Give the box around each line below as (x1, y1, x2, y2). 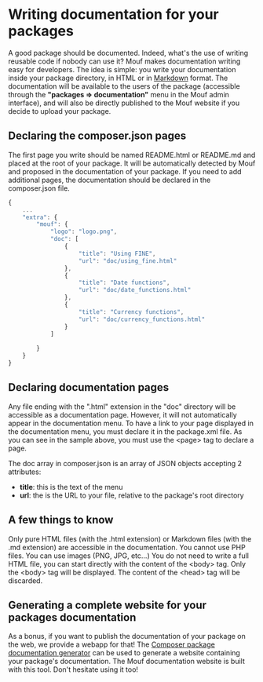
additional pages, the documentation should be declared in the (8, 175, 211, 184)
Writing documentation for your (8, 5, 220, 24)
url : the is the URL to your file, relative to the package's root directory (19, 491, 245, 500)
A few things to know (8, 513, 114, 527)
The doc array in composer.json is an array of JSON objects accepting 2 (8, 458, 242, 468)
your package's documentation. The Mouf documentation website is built (8, 657, 245, 666)
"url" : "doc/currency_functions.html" (78, 315, 206, 323)
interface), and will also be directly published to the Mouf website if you (8, 98, 240, 108)
